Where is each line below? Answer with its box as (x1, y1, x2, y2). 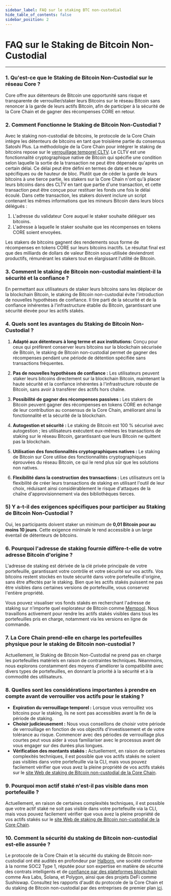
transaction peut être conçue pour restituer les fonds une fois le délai (5, 187, 151, 193)
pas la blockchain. (12, 438, 51, 444)
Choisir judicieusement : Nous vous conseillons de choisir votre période (12, 721, 165, 727)
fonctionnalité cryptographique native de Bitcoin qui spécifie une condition (5, 154, 162, 161)
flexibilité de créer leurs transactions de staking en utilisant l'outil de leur (12, 480, 165, 486)
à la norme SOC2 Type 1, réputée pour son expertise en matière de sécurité (5, 863, 164, 869)
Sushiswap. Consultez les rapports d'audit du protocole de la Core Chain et (5, 880, 163, 886)
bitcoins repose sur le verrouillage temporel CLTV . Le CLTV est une (5, 149, 146, 155)
